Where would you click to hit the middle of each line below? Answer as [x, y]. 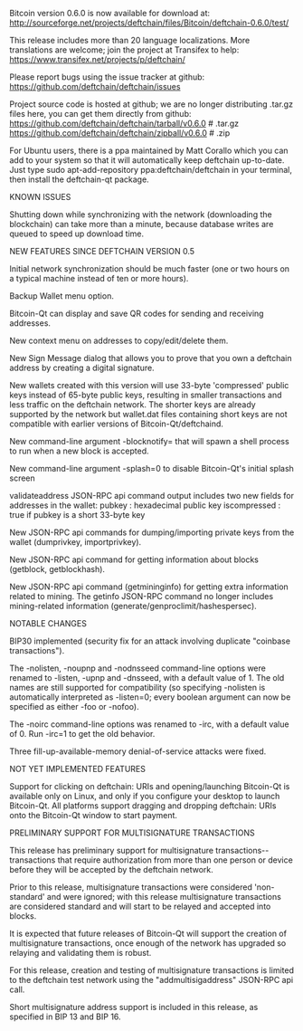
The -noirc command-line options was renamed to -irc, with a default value [149, 724]
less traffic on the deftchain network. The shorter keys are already [133, 405]
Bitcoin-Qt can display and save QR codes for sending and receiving [137, 313]
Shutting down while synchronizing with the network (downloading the [141, 215]
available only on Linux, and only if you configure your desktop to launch [145, 796]
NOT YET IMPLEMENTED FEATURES [78, 769]
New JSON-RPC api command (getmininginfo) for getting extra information [149, 587]
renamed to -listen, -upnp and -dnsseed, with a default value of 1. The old [147, 678]
